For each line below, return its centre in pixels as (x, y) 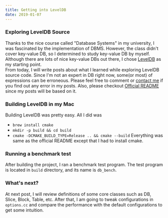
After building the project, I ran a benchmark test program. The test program (84, 165)
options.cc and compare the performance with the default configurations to (84, 204)
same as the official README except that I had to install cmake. (78, 141)
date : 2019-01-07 (23, 15)
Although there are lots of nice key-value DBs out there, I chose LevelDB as (83, 59)
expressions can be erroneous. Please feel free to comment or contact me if (84, 80)
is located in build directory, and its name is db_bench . (61, 170)
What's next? (22, 183)
